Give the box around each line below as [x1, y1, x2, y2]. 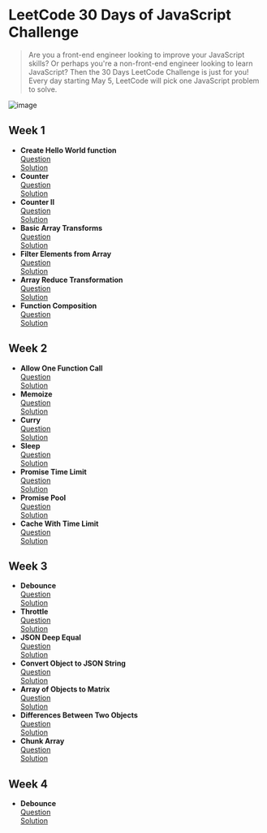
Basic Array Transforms [19, 223, 103, 232]
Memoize [19, 388, 53, 399]
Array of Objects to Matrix [19, 684, 110, 694]
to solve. [28, 84, 58, 94]
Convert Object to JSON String [19, 658, 126, 668]
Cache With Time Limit [19, 518, 99, 528]
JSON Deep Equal [19, 632, 81, 643]
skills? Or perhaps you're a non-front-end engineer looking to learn [28, 59, 253, 68]
